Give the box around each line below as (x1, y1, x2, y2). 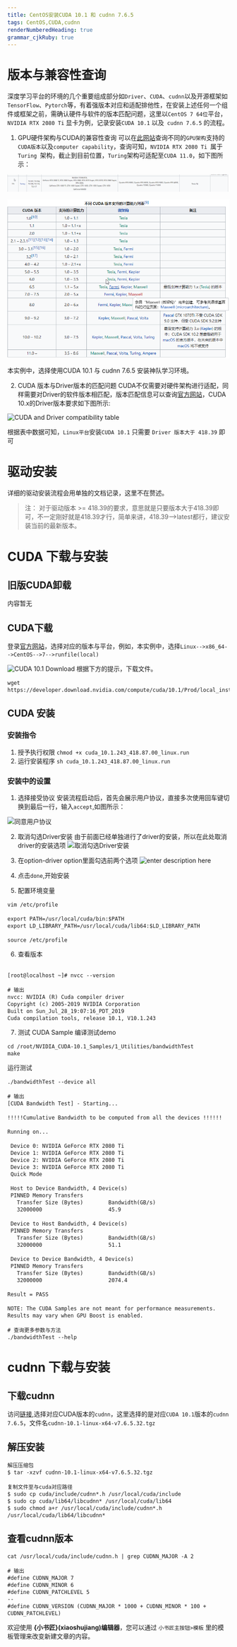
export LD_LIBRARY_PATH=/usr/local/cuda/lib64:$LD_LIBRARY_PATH (7, 922, 200, 930)
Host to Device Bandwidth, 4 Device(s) (10, 1185, 128, 1192)
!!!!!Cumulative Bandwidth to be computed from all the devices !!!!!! (7, 1114, 222, 1121)
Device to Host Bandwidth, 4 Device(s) (10, 1220, 128, 1227)
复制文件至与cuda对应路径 (7, 1483, 73, 1491)
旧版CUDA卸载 (7, 579, 72, 591)
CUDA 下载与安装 (7, 549, 108, 565)
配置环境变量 (17, 886, 55, 894)
